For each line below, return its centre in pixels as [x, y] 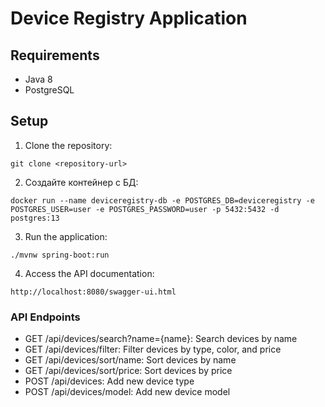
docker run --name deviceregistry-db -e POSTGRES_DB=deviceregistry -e [162, 200]
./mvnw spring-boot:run [60, 255]
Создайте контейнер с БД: [81, 182]
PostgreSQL [49, 90]
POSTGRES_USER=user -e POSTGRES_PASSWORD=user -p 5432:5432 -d [145, 209]
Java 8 [38, 79]
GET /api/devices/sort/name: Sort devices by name [130, 360]
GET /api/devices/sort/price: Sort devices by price [128, 371]
